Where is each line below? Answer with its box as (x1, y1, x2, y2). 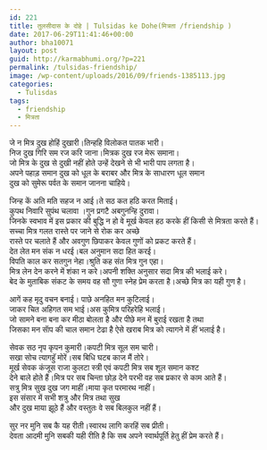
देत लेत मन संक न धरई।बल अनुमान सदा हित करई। (9, 246, 157, 257)
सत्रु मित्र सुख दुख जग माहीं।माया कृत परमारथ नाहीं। (9, 382, 156, 394)
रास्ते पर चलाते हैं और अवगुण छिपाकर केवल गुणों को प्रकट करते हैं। (9, 236, 197, 247)
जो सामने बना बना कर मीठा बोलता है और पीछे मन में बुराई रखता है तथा (9, 314, 204, 325)
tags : (9, 96, 29, 106)
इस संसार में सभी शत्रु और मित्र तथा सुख (9, 393, 121, 403)
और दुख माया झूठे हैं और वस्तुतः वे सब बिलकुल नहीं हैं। (9, 403, 163, 413)
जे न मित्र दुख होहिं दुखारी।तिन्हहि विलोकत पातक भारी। (9, 138, 164, 149)
